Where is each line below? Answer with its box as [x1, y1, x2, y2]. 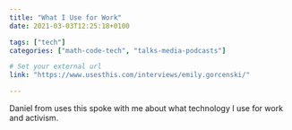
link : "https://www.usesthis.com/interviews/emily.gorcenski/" [9, 71, 251, 80]
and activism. [9, 113, 59, 123]
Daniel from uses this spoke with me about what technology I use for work [9, 103, 284, 113]
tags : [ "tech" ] [9, 38, 66, 47]
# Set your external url [9, 62, 102, 72]
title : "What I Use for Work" [9, 13, 123, 22]
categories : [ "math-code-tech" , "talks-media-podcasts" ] [9, 46, 227, 55]
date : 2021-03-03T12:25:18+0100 [9, 22, 130, 30]
